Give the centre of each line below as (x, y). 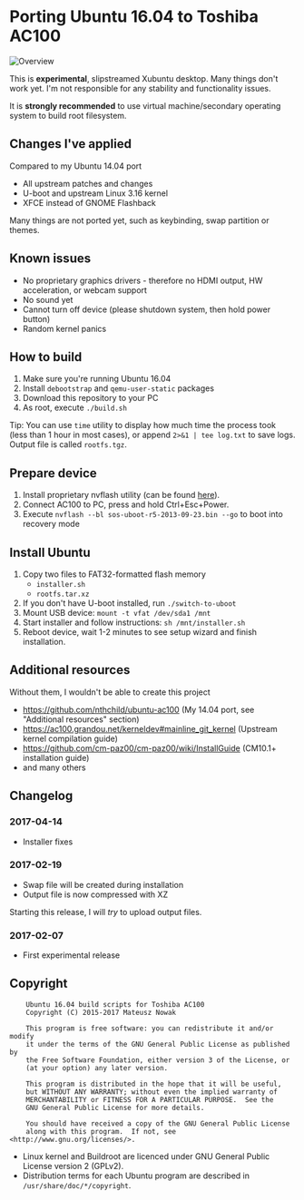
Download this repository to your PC (90, 398)
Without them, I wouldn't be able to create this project (110, 692)
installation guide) (56, 757)
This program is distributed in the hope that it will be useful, (154, 1084)
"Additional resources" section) (81, 719)
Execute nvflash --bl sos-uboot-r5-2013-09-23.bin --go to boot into (152, 514)
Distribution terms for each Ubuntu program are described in (136, 1176)
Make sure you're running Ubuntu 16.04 (97, 379)
